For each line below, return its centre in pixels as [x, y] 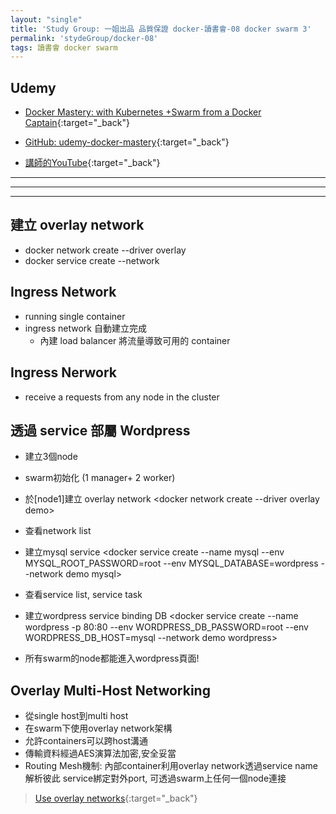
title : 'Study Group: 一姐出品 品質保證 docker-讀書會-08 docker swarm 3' [161, 29]
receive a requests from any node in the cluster [122, 397]
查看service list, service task [83, 595]
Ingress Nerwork [64, 372]
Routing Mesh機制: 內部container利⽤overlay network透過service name [171, 766]
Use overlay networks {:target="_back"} [116, 798]
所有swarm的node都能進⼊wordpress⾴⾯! [112, 658]
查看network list [58, 531]
